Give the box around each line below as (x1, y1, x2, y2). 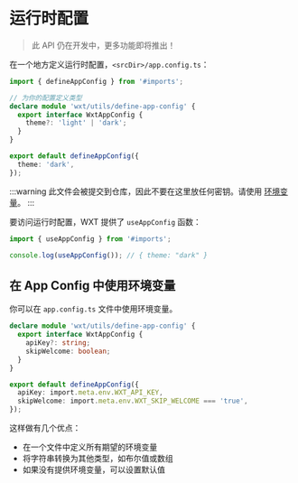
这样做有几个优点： (9, 423, 81, 433)
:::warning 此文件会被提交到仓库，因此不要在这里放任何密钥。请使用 (9, 186, 263, 197)
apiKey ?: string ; (25, 339, 91, 348)
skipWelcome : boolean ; (25, 347, 111, 356)
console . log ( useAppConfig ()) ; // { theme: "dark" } (9, 250, 208, 260)
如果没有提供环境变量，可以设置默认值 (22, 464, 165, 475)
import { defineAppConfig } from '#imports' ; (9, 77, 183, 86)
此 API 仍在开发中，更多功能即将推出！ (31, 40, 176, 51)
